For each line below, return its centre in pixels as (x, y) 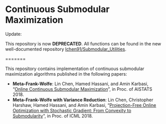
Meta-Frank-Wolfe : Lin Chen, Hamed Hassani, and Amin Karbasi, (80, 84)
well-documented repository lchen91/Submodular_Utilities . (66, 49)
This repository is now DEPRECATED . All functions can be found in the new (83, 43)
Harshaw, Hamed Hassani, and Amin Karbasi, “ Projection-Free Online (84, 105)
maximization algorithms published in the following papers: (66, 74)
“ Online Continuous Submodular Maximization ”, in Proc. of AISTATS (82, 89)
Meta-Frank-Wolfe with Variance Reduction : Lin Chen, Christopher (83, 100)
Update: (14, 34)
